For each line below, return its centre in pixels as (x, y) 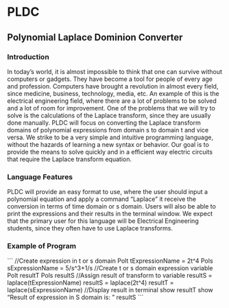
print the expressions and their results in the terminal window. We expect (110, 214)
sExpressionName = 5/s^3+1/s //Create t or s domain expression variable (110, 268)
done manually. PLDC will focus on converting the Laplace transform (104, 122)
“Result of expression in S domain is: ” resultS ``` (75, 297)
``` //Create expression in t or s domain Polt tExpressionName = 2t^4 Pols (110, 261)
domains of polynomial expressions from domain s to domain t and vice (108, 130)
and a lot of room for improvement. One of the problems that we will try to (111, 108)
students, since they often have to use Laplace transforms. (90, 228)
